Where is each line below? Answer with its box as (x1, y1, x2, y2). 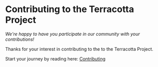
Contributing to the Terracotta (5, 4, 134, 15)
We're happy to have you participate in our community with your (5, 31, 140, 37)
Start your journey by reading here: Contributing (5, 55, 106, 61)
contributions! (5, 36, 34, 42)
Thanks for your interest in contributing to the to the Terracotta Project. (5, 46, 153, 52)
